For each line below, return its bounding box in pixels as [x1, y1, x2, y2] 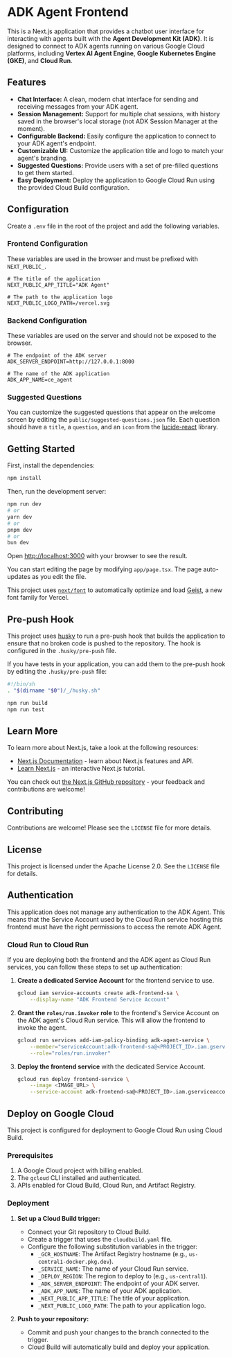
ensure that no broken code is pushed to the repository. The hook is [7, 639, 201, 647]
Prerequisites [7, 1150, 53, 1160]
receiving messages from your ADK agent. [17, 102, 139, 111]
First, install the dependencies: [7, 461, 95, 470]
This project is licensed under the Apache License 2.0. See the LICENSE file [7, 862, 220, 870]
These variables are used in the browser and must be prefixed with [7, 254, 199, 263]
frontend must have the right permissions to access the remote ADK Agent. [7, 922, 222, 931]
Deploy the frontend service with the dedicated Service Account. [17, 1062, 206, 1071]
